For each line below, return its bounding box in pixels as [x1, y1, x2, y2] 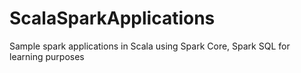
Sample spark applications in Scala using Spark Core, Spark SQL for [9, 40, 291, 52]
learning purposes [9, 50, 85, 62]
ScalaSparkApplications [9, 7, 216, 30]
